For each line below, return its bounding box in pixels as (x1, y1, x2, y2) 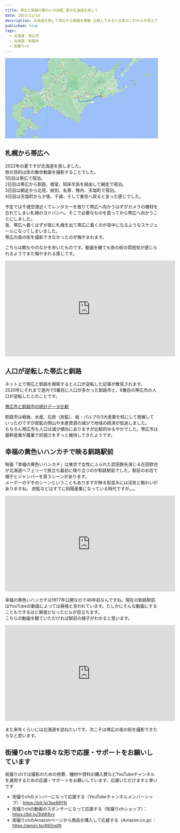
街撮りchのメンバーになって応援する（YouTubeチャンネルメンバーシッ (12, 794, 154, 800)
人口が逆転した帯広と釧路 (5, 367, 82, 376)
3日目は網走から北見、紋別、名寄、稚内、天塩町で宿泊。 (5, 187, 118, 193)
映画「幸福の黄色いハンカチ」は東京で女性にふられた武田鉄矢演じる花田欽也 (5, 461, 158, 467)
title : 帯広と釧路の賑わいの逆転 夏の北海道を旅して (5, 8, 98, 13)
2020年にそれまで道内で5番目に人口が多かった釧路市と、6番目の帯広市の (5, 387, 152, 393)
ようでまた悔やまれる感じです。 (13, 251, 77, 256)
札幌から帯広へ (5, 149, 50, 158)
